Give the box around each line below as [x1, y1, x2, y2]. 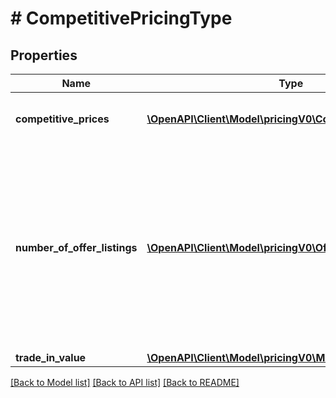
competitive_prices [15, 112, 110, 126]
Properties [10, 47, 78, 64]
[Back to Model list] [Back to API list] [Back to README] [10, 377, 240, 388]
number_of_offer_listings [15, 241, 138, 254]
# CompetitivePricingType [10, 7, 233, 30]
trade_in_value [15, 351, 87, 364]
